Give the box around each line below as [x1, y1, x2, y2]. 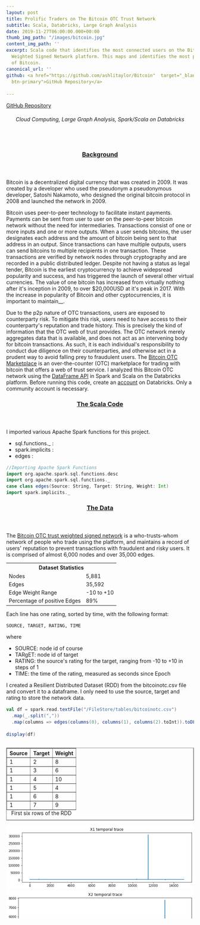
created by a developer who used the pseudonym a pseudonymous [6, 185, 172, 192]
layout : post [6, 10, 39, 15]
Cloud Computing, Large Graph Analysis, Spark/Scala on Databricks [15, 115, 185, 123]
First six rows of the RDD [11, 810, 72, 817]
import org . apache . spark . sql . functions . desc [6, 471, 118, 477]
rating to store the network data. [6, 694, 85, 701]
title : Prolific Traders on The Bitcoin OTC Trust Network [6, 15, 156, 22]
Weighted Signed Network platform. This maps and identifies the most [11, 54, 190, 60]
